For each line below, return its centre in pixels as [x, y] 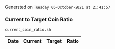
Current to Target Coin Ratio [39, 19]
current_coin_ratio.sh [28, 30]
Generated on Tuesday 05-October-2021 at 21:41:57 [58, 7]
